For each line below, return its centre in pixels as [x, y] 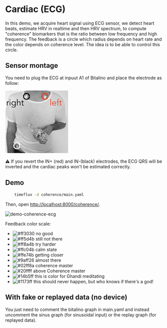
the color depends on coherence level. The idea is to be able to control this [83, 44]
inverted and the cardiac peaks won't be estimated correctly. [68, 167]
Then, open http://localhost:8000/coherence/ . [53, 204]
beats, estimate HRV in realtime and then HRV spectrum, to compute [76, 28]
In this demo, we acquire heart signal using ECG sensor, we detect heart [80, 23]
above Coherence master [59, 271]
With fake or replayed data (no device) [66, 297]
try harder [46, 244]
